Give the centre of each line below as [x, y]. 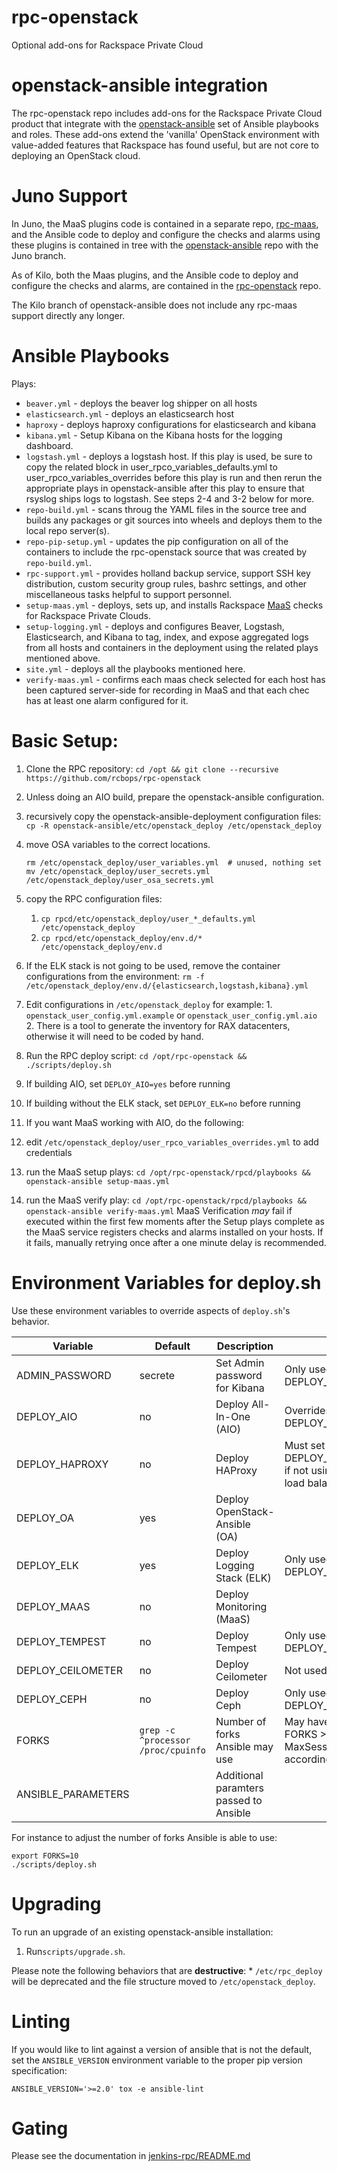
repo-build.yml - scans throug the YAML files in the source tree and [166, 509]
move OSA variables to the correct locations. [118, 844]
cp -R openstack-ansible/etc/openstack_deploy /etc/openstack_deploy [174, 826]
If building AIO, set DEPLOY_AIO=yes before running [128, 1083]
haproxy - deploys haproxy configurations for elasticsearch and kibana [171, 424]
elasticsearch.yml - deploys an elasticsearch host [130, 413]
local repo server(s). [67, 530]
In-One [233, 1416]
